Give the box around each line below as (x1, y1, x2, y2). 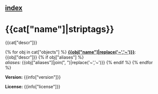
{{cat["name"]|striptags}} (5, 23, 114, 35)
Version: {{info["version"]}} (5, 74, 61, 80)
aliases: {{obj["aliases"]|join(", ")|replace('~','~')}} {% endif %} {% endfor (5, 60, 153, 66)
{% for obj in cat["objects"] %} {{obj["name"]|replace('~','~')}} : (5, 49, 136, 55)
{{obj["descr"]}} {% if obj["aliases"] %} (5, 54, 84, 60)
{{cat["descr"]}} (5, 40, 38, 46)
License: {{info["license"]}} (5, 84, 61, 90)
